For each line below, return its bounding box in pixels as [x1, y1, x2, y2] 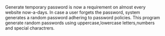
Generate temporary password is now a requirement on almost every [5, 4, 146, 10]
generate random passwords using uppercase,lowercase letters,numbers [5, 20, 155, 26]
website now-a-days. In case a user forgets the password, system [5, 9, 140, 15]
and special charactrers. [5, 25, 55, 31]
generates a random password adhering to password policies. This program [5, 15, 160, 20]
